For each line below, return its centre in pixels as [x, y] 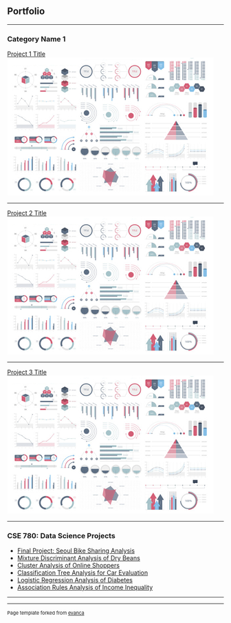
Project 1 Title [26, 54]
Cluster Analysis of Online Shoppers [68, 566]
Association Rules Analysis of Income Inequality [85, 587]
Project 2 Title [27, 213]
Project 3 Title [27, 373]
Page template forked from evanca [46, 613]
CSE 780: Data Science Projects [61, 536]
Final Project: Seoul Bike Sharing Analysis [76, 551]
